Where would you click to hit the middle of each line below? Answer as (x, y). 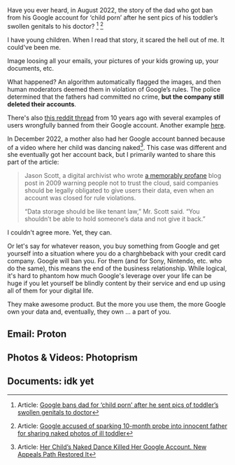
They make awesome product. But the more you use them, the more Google (116, 305)
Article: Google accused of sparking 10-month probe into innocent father (122, 426)
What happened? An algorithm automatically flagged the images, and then (114, 82)
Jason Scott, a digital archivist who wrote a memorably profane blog (123, 176)
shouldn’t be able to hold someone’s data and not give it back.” (115, 219)
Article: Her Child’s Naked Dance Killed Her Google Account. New (112, 447)
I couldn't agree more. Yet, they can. (59, 233)
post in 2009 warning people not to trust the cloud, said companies (121, 183)
